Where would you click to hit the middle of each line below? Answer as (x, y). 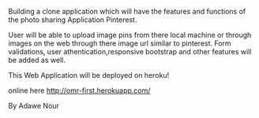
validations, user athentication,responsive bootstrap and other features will (130, 52)
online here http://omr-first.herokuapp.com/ (79, 90)
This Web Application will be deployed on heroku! (89, 75)
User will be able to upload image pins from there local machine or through (130, 35)
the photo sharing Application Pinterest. (73, 20)
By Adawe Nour (34, 106)
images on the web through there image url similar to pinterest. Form (120, 43)
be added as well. (37, 60)
